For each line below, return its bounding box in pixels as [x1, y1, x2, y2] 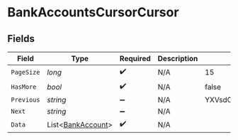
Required [119, 54, 151, 63]
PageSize [11, 68, 40, 76]
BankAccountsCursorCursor [7, 4, 179, 21]
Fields [7, 33, 35, 45]
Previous [11, 96, 40, 104]
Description [157, 54, 198, 63]
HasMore [11, 82, 37, 91]
